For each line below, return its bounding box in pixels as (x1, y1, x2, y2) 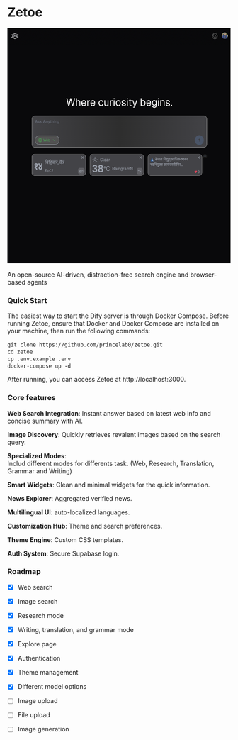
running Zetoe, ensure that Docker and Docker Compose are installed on (7, 319, 220, 328)
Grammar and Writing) (7, 466, 72, 475)
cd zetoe (7, 348, 33, 355)
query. (7, 438, 26, 446)
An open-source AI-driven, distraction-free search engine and (7, 270, 189, 279)
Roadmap (7, 567, 41, 577)
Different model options (17, 683, 87, 691)
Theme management (17, 668, 79, 677)
